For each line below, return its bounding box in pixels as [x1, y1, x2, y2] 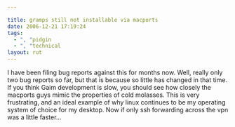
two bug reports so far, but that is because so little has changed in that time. [7, 76, 228, 84]
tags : [7, 29, 23, 36]
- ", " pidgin [13, 36, 52, 43]
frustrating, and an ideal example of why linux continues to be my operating [7, 98, 226, 106]
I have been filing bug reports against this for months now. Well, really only [7, 68, 223, 76]
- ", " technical [13, 43, 61, 50]
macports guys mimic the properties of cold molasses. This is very [7, 91, 200, 99]
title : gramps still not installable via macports [7, 16, 159, 23]
